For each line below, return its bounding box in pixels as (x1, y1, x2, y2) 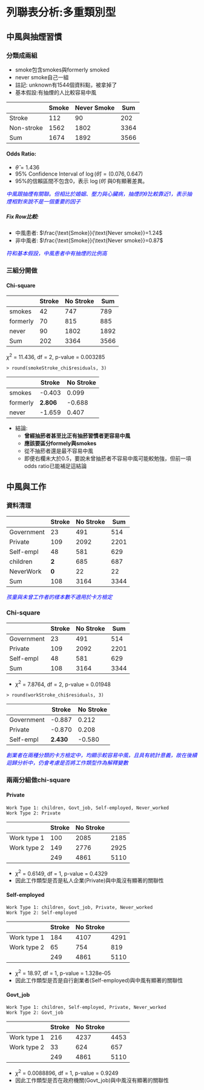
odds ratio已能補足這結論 (24, 462, 87, 469)
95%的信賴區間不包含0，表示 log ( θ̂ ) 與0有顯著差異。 (15, 177, 148, 185)
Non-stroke (9, 124, 44, 132)
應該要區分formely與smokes (24, 440, 97, 447)
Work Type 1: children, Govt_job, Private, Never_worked (6, 905, 153, 911)
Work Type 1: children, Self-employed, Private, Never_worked (6, 1005, 166, 1011)
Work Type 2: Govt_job (6, 1009, 64, 1016)
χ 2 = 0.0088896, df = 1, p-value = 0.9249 (15, 1068, 119, 1077)
